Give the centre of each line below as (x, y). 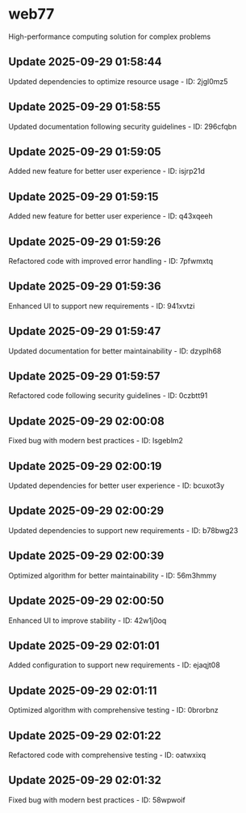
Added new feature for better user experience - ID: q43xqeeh (111, 216)
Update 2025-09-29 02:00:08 (87, 421)
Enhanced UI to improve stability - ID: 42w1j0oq (88, 620)
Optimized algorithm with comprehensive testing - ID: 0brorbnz (114, 710)
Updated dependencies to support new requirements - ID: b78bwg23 (123, 530)
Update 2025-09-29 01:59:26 (85, 241)
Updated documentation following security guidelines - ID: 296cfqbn (123, 126)
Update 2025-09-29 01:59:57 (84, 377)
